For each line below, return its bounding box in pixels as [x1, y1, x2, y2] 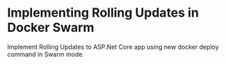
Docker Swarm [7, 19, 95, 35]
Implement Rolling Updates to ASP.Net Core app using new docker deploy [7, 42, 219, 51]
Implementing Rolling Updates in [7, 5, 200, 21]
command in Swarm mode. [7, 50, 85, 58]
